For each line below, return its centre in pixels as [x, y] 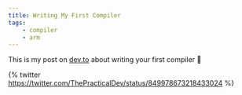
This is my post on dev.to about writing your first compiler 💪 [105, 60]
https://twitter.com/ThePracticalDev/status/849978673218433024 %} [121, 83]
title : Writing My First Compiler [65, 15]
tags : [17, 23]
